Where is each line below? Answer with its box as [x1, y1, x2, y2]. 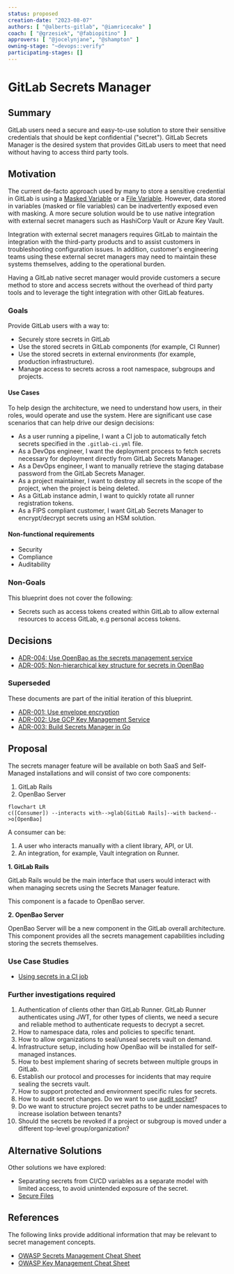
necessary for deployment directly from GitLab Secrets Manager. [17, 455, 205, 463]
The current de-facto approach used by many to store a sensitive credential [8, 187, 226, 195]
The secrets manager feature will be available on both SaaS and [8, 761, 192, 770]
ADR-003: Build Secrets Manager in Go [17, 722, 131, 731]
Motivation [8, 169, 56, 180]
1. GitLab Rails [8, 862, 49, 871]
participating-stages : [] [8, 50, 83, 57]
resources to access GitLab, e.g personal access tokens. [17, 615, 181, 623]
